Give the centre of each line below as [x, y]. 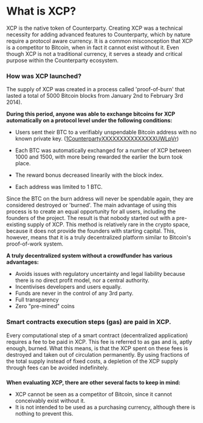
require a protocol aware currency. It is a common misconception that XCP [100, 41]
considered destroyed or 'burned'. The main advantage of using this [91, 205]
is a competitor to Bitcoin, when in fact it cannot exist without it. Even [93, 47]
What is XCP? [41, 11]
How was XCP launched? [44, 76]
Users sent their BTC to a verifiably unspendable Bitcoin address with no [106, 132]
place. [23, 163]
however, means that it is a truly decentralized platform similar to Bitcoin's [99, 238]
